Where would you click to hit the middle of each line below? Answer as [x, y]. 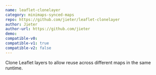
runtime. [14, 68]
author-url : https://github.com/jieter [48, 29]
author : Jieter [21, 24]
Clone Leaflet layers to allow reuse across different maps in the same [78, 62]
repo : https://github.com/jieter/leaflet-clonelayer [63, 19]
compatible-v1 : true [27, 43]
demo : [11, 34]
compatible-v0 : [21, 39]
